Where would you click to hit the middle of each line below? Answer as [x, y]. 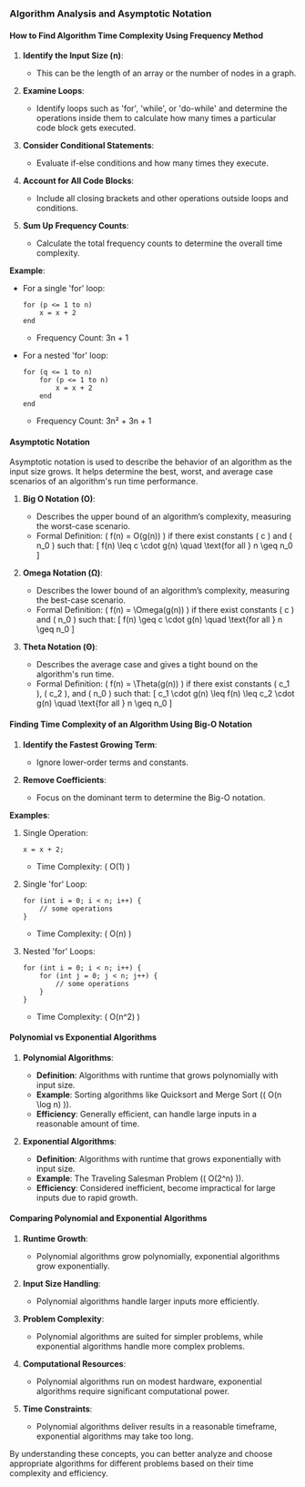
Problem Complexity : [63, 1319]
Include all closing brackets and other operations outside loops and [162, 199]
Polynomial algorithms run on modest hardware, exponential [149, 1381]
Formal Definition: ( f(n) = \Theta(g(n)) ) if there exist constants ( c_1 [163, 684]
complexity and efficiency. [59, 1472]
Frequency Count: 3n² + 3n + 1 [94, 421]
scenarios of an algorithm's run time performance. [104, 482]
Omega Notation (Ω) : [62, 573]
